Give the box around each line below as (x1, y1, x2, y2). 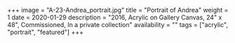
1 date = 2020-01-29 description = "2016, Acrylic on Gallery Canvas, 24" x (7, 13, 222, 21)
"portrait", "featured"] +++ (7, 28, 84, 36)
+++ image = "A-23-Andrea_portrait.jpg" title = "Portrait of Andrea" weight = (7, 6, 229, 14)
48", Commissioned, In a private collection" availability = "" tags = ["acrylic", (7, 21, 228, 28)
